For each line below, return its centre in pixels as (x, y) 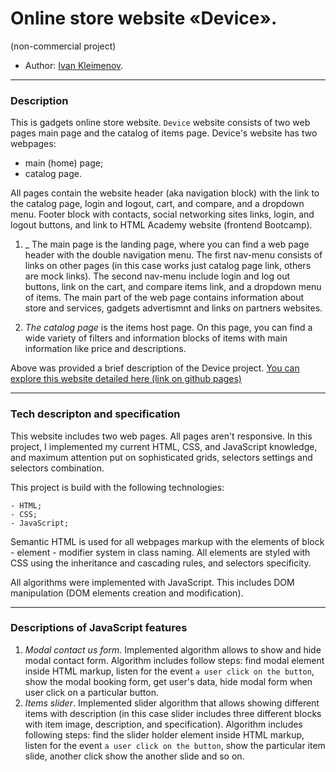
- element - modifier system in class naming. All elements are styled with (160, 552)
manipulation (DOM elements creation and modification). (127, 593)
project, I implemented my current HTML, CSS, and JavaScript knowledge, (164, 446)
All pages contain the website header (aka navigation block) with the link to (165, 193)
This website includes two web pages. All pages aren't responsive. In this (161, 436)
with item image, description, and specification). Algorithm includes (163, 724)
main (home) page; (64, 163)
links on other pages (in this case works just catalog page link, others (168, 266)
